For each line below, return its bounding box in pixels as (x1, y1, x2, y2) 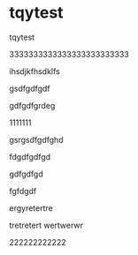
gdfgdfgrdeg (9, 100, 56, 110)
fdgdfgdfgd (9, 151, 51, 161)
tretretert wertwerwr (9, 220, 84, 230)
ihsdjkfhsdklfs (9, 65, 60, 77)
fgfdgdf (9, 185, 37, 196)
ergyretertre (9, 202, 53, 214)
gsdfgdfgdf (9, 83, 50, 94)
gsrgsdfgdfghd (9, 134, 64, 145)
